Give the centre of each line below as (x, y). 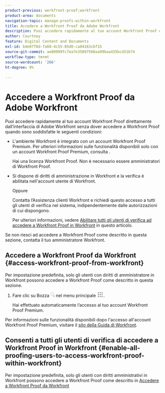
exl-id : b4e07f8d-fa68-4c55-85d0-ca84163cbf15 (54, 47)
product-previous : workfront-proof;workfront (52, 10)
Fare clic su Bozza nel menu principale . (58, 295)
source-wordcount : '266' (30, 62)
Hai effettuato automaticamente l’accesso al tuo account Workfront (80, 305)
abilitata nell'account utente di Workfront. (54, 181)
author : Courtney (23, 36)
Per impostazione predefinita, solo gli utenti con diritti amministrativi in (76, 375)
